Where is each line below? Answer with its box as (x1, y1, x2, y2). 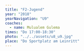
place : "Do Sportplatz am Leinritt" (5, 39, 80, 44)
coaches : (5, 20, 23, 26)
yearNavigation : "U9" (5, 16, 49, 21)
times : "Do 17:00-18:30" (5, 30, 56, 34)
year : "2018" (5, 12, 32, 17)
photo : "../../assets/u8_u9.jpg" (5, 34, 73, 39)
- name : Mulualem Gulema (9, 25, 60, 30)
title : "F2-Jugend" (5, 7, 45, 12)
